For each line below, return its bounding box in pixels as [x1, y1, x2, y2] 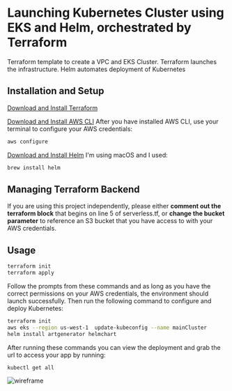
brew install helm [7, 164, 61, 171]
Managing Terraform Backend [7, 183, 140, 195]
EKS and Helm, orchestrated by [7, 20, 192, 36]
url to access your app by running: [7, 351, 106, 359]
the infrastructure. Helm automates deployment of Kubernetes [7, 65, 186, 73]
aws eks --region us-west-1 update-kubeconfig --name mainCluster [7, 324, 208, 331]
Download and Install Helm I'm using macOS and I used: [7, 151, 169, 159]
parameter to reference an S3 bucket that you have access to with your [7, 217, 213, 225]
